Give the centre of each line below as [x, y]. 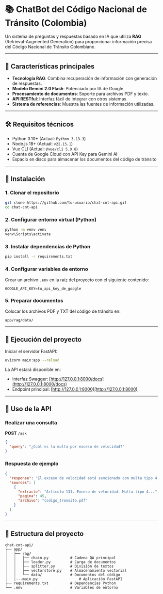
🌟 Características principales [50, 67]
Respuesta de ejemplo [32, 464]
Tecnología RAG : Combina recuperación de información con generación [84, 78]
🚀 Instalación [25, 179]
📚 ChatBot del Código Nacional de [76, 9]
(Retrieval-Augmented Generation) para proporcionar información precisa [79, 41]
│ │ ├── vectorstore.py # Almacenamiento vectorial [66, 570]
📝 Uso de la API [28, 409]
